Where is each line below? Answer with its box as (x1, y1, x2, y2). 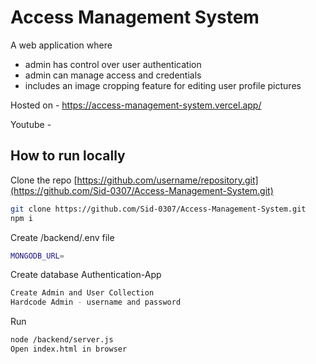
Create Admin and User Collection (10, 288, 155, 298)
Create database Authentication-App (10, 269, 162, 281)
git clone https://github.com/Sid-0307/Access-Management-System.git (10, 204, 307, 214)
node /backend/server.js (10, 335, 114, 345)
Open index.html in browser (10, 344, 128, 354)
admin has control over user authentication (24, 58, 202, 70)
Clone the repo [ (10, 174, 78, 186)
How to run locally (10, 147, 126, 165)
